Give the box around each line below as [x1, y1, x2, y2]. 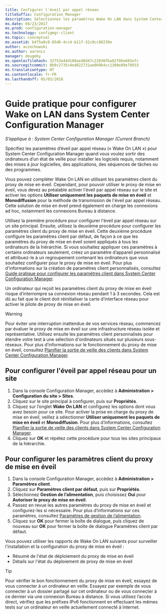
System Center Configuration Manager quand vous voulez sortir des [5, 150, 145, 157]
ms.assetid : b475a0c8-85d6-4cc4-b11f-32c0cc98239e [5, 40, 112, 45]
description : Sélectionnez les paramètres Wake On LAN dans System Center [5, 16, 164, 21]
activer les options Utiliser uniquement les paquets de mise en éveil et [5, 192, 152, 198]
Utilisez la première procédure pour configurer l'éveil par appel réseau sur [5, 217, 157, 223]
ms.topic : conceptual [5, 35, 50, 40]
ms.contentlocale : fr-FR [5, 72, 57, 77]
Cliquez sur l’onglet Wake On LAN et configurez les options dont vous [12, 404, 156, 409]
